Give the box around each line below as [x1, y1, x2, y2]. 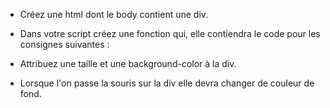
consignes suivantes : [19, 39, 110, 50]
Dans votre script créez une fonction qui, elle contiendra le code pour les [19, 28, 321, 39]
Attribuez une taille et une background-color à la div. [19, 58, 237, 69]
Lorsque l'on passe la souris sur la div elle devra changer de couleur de [19, 77, 315, 89]
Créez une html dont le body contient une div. [19, 9, 209, 20]
